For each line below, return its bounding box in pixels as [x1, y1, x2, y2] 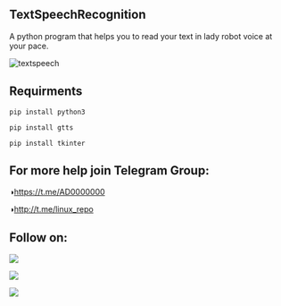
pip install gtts [9, 123, 74, 132]
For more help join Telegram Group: [9, 163, 210, 178]
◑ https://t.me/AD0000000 [9, 187, 105, 198]
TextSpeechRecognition [9, 7, 146, 22]
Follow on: [9, 230, 69, 245]
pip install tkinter [9, 139, 87, 148]
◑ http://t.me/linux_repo [9, 204, 94, 215]
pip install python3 [9, 107, 87, 116]
